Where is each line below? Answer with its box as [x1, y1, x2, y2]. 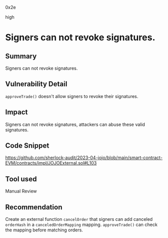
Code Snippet [5, 141, 50, 150]
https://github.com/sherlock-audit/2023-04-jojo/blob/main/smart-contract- [5, 155, 163, 161]
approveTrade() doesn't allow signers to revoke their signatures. [5, 93, 139, 99]
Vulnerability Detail [5, 80, 67, 88]
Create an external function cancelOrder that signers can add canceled [5, 216, 153, 222]
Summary [5, 52, 37, 60]
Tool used [5, 174, 37, 183]
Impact [5, 108, 28, 117]
